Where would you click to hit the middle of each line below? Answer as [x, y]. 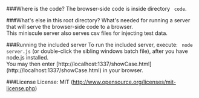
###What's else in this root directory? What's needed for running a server [98, 20]
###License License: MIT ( [40, 82]
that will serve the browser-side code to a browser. [70, 27]
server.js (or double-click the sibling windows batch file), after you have [97, 51]
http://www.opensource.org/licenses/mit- [124, 82]
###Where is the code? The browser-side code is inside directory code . [96, 9]
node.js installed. [28, 57]
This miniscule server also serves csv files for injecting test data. [87, 33]
